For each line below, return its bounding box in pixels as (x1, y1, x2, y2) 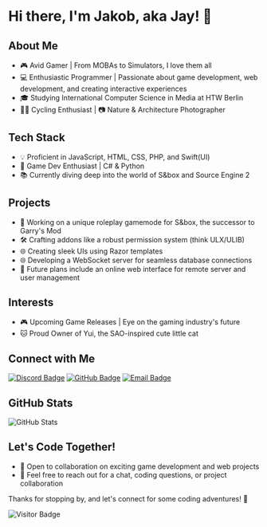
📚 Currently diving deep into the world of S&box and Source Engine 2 (19, 170, 250, 179)
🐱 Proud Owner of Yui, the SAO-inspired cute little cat (19, 328, 199, 338)
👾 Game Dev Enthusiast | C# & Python (19, 161, 145, 171)
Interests (8, 296, 54, 309)
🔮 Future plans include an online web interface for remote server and (19, 264, 246, 273)
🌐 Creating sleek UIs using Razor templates (19, 246, 163, 256)
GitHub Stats (8, 396, 73, 410)
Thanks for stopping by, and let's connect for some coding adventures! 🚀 (8, 494, 249, 503)
